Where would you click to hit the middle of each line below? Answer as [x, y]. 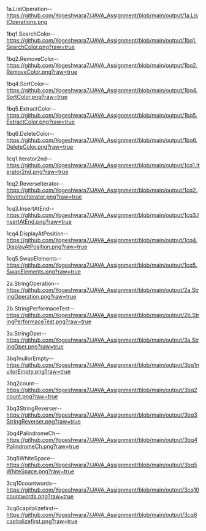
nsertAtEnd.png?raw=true [39, 222]
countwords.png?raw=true [40, 496]
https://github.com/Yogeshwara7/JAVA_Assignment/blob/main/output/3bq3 [102, 415]
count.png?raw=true [32, 396]
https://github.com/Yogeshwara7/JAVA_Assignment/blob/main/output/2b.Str [103, 315]
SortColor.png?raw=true [37, 97]
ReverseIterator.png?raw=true [44, 197]
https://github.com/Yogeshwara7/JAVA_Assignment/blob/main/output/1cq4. [102, 240]
